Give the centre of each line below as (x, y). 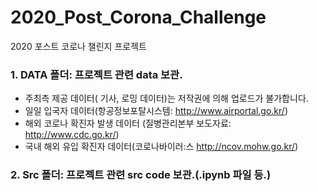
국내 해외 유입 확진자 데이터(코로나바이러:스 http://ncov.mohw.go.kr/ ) (161, 147)
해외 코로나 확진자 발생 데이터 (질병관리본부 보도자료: (128, 123)
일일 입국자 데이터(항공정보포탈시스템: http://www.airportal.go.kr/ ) (156, 111)
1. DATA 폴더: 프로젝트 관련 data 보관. (96, 74)
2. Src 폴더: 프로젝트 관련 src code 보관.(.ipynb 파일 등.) (141, 175)
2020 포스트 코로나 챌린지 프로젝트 (78, 46)
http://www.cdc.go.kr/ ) (72, 135)
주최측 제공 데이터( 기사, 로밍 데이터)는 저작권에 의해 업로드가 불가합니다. (166, 98)
